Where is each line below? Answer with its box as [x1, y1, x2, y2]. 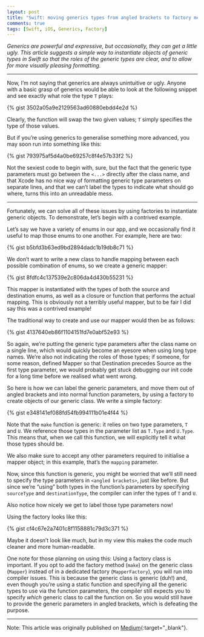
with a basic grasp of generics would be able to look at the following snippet [7, 86, 197, 93]
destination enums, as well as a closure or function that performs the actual [7, 292, 196, 300]
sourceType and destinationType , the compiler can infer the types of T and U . [7, 490, 197, 497]
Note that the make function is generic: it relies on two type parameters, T [7, 421, 188, 429]
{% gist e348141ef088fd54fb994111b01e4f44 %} [7, 409, 128, 416]
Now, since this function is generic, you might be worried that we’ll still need [7, 470, 197, 478]
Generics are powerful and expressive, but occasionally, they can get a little [7, 43, 197, 50]
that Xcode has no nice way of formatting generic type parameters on [7, 177, 181, 184]
